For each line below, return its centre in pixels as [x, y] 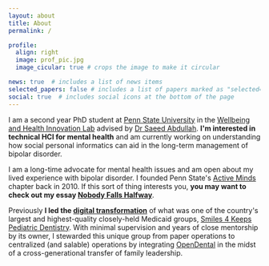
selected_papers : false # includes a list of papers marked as [116, 89]
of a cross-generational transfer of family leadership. [96, 252]
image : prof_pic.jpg [50, 60]
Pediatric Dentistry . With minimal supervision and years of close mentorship [133, 227]
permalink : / [30, 30]
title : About [30, 23]
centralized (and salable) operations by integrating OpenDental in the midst [132, 244]
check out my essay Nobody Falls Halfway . [81, 195]
